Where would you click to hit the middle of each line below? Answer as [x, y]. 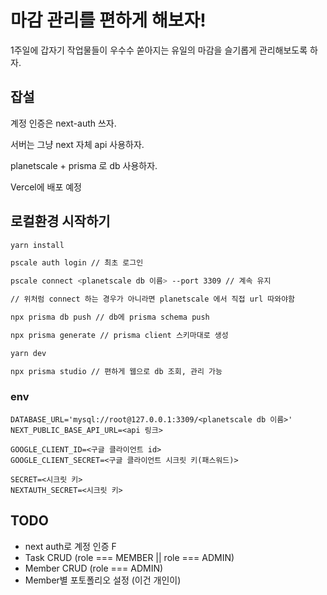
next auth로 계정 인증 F [70, 546]
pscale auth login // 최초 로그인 [77, 263]
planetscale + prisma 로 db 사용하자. [84, 165]
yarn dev [28, 353]
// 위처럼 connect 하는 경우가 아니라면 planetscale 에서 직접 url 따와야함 [153, 299]
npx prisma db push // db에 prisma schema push [110, 317]
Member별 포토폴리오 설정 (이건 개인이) [103, 580]
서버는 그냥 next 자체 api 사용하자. [77, 144]
